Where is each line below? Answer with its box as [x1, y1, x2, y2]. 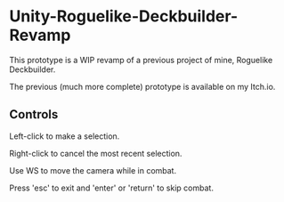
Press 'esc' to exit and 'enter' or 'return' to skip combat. [9, 182, 214, 193]
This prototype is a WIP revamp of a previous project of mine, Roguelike [9, 54, 273, 65]
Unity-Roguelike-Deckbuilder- [9, 6, 239, 27]
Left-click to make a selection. [9, 131, 120, 141]
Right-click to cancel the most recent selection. [9, 148, 183, 158]
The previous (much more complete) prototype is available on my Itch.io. [9, 81, 276, 92]
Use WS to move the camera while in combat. [9, 165, 176, 175]
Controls [9, 107, 59, 122]
